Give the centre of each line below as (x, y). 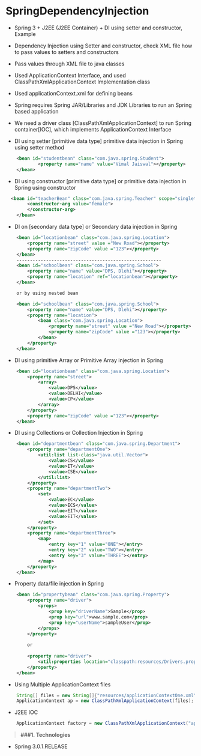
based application (36, 111)
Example (25, 34)
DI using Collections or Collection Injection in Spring (79, 433)
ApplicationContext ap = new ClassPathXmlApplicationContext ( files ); (105, 701)
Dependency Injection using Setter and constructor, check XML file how (103, 46)
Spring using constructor (45, 187)
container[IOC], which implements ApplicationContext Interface (93, 129)
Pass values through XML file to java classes (69, 64)
